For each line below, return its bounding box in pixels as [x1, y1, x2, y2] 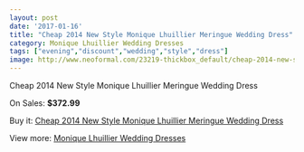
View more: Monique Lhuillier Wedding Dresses [9, 133, 186, 143]
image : [9, 55, 34, 64]
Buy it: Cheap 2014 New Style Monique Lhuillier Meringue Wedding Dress [9, 115, 284, 126]
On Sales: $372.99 [9, 98, 81, 109]
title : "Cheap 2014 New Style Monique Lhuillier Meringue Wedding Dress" [9, 30, 294, 39]
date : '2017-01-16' [9, 22, 83, 31]
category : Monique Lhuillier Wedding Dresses [9, 38, 184, 48]
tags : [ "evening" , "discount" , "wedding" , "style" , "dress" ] [9, 47, 229, 56]
